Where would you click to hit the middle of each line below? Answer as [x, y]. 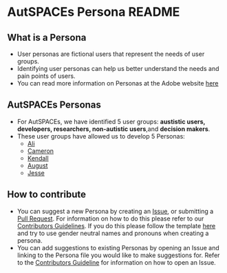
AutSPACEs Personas [54, 105]
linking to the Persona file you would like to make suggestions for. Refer [118, 255]
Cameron [40, 151]
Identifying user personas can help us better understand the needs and [118, 69]
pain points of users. [46, 76]
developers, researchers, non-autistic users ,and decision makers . [113, 129]
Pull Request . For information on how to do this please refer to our [110, 219]
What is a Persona [47, 38]
